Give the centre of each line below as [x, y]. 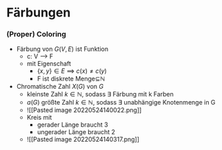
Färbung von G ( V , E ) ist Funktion [62, 49]
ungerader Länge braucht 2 [76, 132]
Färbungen [39, 13]
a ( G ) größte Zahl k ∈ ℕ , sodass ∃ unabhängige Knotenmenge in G [121, 103]
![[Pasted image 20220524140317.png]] [83, 140]
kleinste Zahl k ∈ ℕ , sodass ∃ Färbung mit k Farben [100, 94]
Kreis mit [39, 118]
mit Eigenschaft [49, 64]
